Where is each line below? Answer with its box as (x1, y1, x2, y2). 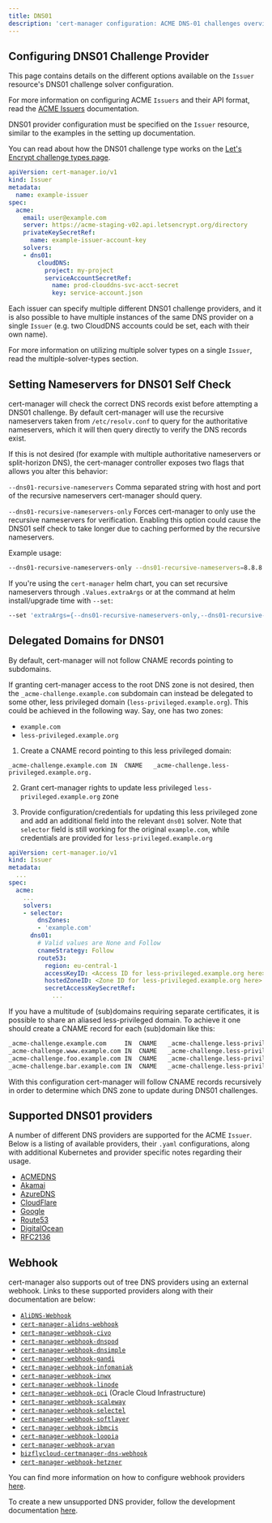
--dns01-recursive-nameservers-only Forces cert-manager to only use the (8, 506, 257, 516)
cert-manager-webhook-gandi (19, 1355, 115, 1363)
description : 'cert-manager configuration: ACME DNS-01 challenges (8, 19, 241, 28)
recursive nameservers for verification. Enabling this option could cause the (8, 515, 261, 524)
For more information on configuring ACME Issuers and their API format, (8, 95, 250, 105)
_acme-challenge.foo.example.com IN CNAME (8, 1054, 158, 1063)
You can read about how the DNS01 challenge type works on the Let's (8, 144, 242, 154)
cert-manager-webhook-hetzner (19, 1458, 123, 1467)
